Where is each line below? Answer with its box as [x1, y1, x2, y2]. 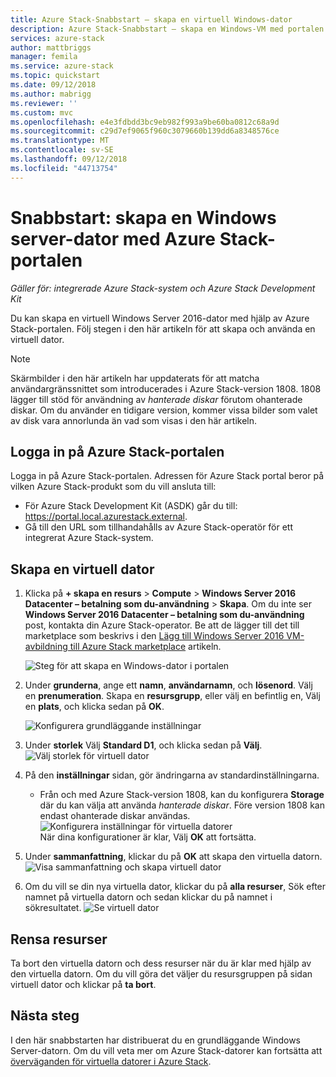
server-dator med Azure [10, 227, 217, 250]
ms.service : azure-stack [10, 61, 114, 71]
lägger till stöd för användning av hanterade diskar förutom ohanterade [10, 393, 303, 405]
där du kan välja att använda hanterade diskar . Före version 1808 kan [39, 799, 325, 811]
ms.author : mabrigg [10, 89, 92, 99]
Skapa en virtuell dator [10, 561, 155, 578]
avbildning [24, 641, 68, 653]
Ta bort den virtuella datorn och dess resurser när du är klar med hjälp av [10, 957, 312, 969]
